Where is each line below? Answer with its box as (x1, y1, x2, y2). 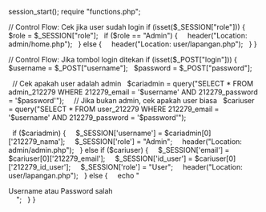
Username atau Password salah (8, 186, 114, 195)
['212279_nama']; (8, 137, 66, 146)
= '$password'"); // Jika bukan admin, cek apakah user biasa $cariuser (8, 96, 255, 105)
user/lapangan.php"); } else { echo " (8, 171, 140, 180)
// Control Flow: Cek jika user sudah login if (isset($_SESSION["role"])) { (8, 22, 246, 31)
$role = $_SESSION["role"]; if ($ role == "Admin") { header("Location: (8, 31, 248, 40)
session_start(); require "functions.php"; (8, 7, 141, 16)
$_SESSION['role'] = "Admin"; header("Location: (75, 137, 243, 146)
